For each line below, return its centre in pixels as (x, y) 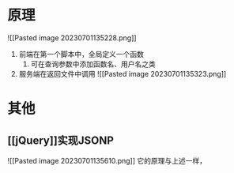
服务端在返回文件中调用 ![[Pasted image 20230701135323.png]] (123, 73)
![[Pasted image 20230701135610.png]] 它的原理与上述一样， (107, 160)
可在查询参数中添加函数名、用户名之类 (93, 64)
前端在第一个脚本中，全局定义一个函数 (81, 54)
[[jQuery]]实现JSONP (60, 140)
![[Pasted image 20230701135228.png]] (72, 38)
